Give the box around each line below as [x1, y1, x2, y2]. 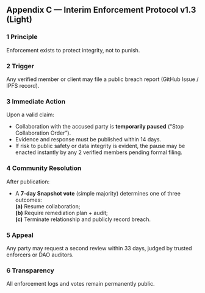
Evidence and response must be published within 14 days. [15, 136, 162, 143]
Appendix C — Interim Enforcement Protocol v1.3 [6, 5, 196, 15]
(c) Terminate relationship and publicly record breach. [15, 216, 151, 223]
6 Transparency [6, 266, 55, 275]
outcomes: [15, 196, 43, 203]
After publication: [6, 178, 50, 185]
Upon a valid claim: [6, 111, 55, 118]
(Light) [6, 15, 32, 25]
